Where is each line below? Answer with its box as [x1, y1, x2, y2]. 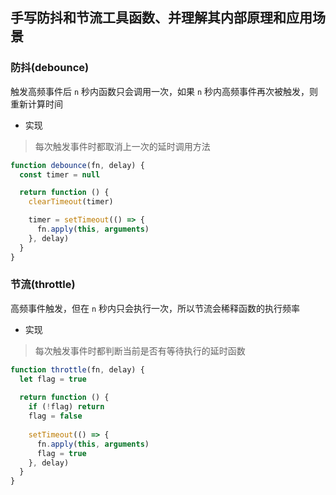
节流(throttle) [10, 278, 76, 292]
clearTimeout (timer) [28, 197, 114, 207]
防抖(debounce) [10, 61, 90, 75]
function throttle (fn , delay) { [10, 364, 145, 375]
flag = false [28, 411, 83, 422]
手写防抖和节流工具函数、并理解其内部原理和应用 [10, 9, 313, 27]
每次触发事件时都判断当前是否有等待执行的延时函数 [34, 344, 246, 357]
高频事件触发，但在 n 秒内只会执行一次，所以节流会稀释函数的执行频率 [10, 302, 301, 314]
